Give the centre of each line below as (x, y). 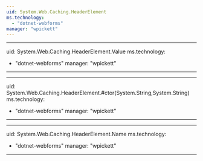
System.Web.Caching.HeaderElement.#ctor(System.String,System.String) (98, 93)
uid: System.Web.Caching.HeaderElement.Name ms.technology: (86, 134)
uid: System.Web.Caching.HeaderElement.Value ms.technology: (86, 51)
